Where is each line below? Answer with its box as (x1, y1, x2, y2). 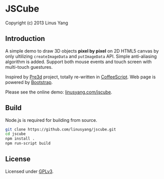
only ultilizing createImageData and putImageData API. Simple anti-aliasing (5, 53, 157, 59)
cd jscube (5, 131, 26, 137)
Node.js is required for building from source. (5, 117, 97, 123)
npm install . (5, 136, 35, 142)
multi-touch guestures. (5, 64, 53, 70)
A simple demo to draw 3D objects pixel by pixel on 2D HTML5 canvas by (5, 48, 159, 54)
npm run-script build (5, 141, 51, 146)
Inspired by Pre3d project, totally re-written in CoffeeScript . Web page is (5, 74, 156, 80)
